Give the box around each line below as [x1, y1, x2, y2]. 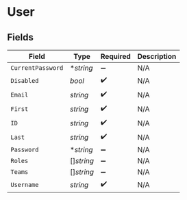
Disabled [10, 77, 39, 84]
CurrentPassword [10, 64, 64, 72]
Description [137, 52, 177, 61]
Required [100, 52, 132, 61]
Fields [7, 32, 34, 43]
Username [10, 181, 39, 188]
